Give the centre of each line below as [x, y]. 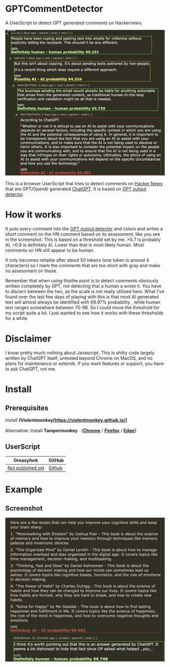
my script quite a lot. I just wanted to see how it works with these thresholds [84, 313]
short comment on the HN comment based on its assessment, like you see [83, 234]
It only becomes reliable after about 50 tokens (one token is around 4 [77, 260]
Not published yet [26, 468]
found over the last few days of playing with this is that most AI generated [82, 297]
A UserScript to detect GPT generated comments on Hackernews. [74, 23]
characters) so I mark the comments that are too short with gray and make [83, 266]
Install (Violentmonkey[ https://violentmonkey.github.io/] [66, 420]
